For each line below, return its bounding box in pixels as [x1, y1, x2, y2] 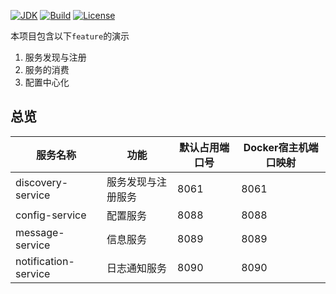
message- [15, 225, 65, 239]
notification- [15, 254, 75, 268]
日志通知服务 [106, 261, 167, 275]
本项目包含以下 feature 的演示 [10, 30, 130, 42]
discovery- [15, 175, 69, 189]
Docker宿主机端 [243, 140, 319, 154]
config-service [15, 208, 87, 222]
